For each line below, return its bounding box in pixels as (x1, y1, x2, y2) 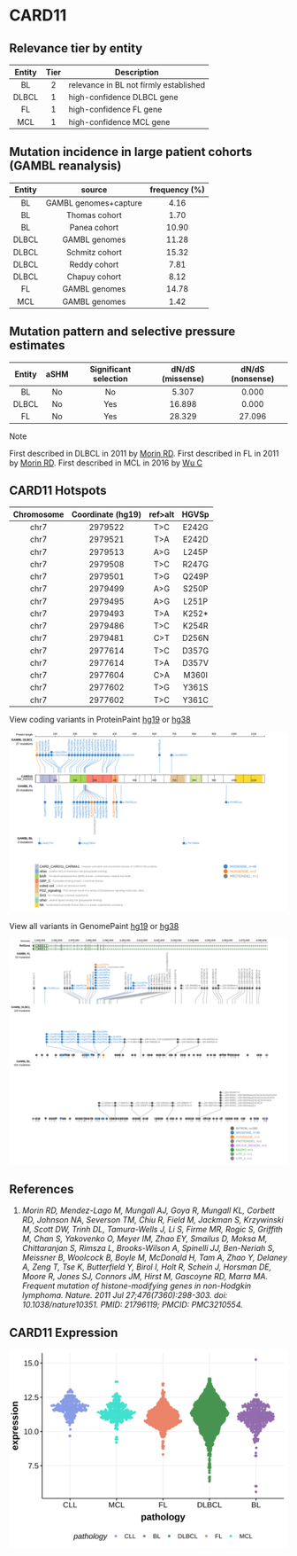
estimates (9, 338, 65, 353)
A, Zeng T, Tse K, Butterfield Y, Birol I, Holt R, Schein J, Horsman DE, (21, 1262, 272, 1272)
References (9, 1181, 74, 1197)
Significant (89, 364, 132, 375)
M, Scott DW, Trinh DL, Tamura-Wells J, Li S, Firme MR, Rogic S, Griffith (21, 1224, 283, 1235)
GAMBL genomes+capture (45, 197, 143, 208)
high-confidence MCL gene (68, 116, 171, 127)
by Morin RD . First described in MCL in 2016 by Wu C (9, 457, 203, 468)
